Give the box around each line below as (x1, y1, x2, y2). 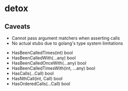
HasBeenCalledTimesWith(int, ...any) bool (11, 65, 95, 71)
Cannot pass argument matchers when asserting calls (11, 35, 120, 41)
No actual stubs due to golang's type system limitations (11, 40, 123, 46)
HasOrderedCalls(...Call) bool (11, 81, 71, 87)
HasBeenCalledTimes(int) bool (11, 50, 73, 55)
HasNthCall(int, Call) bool (11, 76, 63, 81)
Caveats (4, 22, 30, 31)
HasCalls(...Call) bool (11, 71, 54, 76)
